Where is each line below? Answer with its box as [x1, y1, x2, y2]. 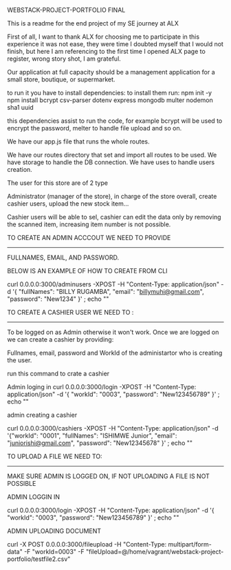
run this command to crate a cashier [7, 369, 110, 377]
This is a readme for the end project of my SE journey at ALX [7, 19, 179, 27]
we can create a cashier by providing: [7, 335, 114, 344]
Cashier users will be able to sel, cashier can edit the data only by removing [7, 213, 221, 221]
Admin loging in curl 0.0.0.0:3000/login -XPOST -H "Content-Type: [7, 383, 197, 391]
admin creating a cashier [7, 411, 78, 419]
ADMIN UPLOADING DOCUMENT [7, 527, 102, 535]
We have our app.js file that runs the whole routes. [7, 137, 150, 146]
